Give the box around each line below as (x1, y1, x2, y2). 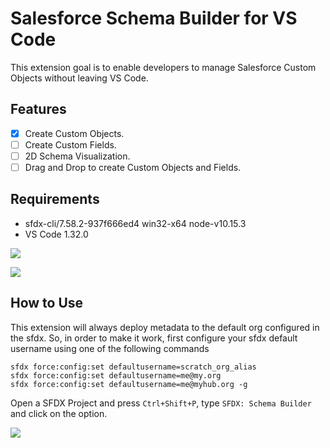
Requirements (10, 191, 100, 208)
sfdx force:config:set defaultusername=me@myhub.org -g (10, 379, 248, 389)
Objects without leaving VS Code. (10, 72, 149, 84)
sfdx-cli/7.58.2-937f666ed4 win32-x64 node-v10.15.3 (24, 217, 247, 229)
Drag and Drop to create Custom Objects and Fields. (24, 161, 242, 173)
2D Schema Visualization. (24, 150, 131, 162)
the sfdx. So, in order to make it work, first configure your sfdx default (10, 332, 298, 344)
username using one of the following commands (10, 342, 210, 354)
